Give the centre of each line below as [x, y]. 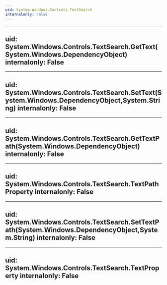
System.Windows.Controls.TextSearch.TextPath [82, 184]
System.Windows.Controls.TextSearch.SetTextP [82, 222]
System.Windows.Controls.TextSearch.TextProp [82, 268]
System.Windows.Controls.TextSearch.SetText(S [83, 92]
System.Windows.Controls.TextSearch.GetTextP [83, 139]
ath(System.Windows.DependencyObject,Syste [82, 230]
